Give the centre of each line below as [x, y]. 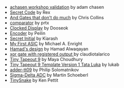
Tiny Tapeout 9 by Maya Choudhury [46, 59]
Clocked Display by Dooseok [39, 28]
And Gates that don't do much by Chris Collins [57, 17]
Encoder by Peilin [28, 33]
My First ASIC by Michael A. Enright [46, 44]
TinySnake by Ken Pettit [34, 80]
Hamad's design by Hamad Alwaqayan [49, 49]
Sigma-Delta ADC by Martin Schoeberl [49, 75]
